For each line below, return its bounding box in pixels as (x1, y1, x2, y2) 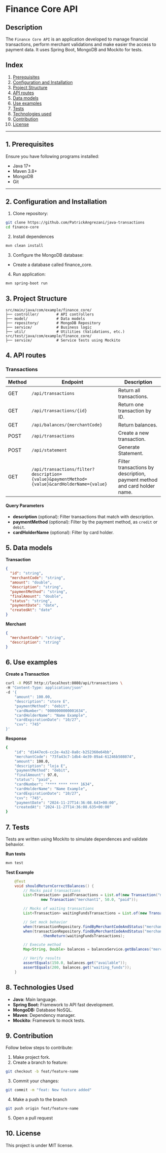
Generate (118, 444, 140, 451)
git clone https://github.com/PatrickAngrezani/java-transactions (5, 220, 145, 225)
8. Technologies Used (5, 983, 74, 992)
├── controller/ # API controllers (5, 312, 94, 317)
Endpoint (61, 379, 83, 385)
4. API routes (5, 351, 46, 360)
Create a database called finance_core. (12, 262, 93, 268)
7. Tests (5, 823, 30, 831)
